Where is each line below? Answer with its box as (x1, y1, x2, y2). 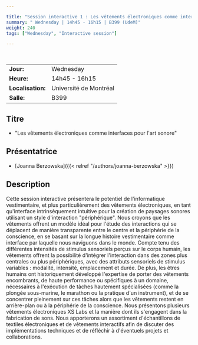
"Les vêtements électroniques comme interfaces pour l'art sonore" (14, 129, 177, 136)
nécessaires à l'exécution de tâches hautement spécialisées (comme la (6, 283, 179, 290)
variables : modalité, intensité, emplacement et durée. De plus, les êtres (6, 264, 180, 271)
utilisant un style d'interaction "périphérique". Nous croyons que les (6, 214, 171, 221)
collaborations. (6, 333, 42, 340)
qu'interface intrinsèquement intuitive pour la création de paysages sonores (6, 207, 190, 214)
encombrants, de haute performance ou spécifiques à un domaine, (6, 276, 169, 284)
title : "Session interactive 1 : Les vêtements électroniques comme (6, 14, 178, 19)
